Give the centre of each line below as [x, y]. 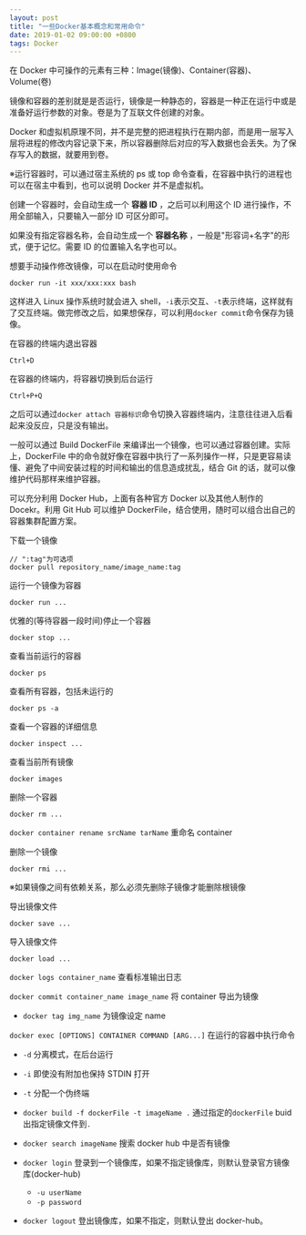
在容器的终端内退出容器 [53, 343]
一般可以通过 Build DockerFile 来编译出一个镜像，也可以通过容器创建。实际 [150, 445]
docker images [36, 780]
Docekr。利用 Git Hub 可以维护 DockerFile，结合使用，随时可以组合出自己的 [153, 510]
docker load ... [40, 959]
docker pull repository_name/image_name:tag [95, 567]
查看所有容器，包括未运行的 [61, 691]
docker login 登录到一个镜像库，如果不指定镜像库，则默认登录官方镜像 [156, 1163]
